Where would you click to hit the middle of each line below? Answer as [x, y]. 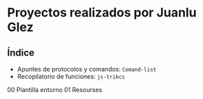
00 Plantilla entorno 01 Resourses [55, 90]
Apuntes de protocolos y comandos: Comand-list [87, 69]
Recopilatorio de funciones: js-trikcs [71, 76]
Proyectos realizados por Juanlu [102, 13]
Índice [21, 53]
